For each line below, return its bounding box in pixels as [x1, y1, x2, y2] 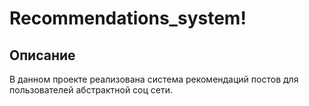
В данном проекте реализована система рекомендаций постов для [9, 73, 299, 85]
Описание [9, 47, 76, 64]
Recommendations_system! [9, 7, 247, 30]
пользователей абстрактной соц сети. [9, 84, 174, 96]
